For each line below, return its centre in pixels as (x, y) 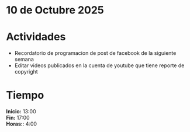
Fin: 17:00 (18, 118)
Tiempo (25, 95)
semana (24, 60)
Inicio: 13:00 (21, 112)
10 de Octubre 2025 (55, 10)
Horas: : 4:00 (21, 124)
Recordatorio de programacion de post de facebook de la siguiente (95, 53)
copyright (26, 72)
